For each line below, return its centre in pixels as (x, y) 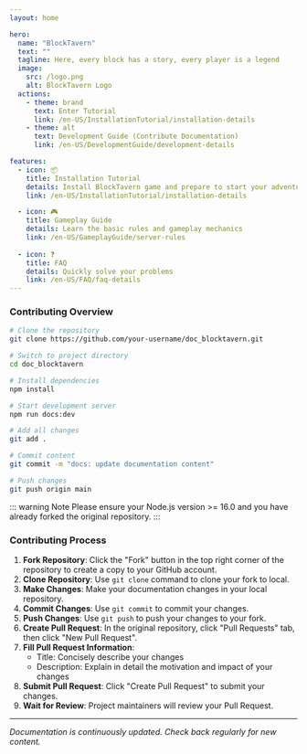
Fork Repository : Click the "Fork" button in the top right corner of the (153, 559)
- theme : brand (55, 102)
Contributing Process (58, 540)
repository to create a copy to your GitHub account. (120, 569)
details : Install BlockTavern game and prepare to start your (147, 187)
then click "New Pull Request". (80, 637)
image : (30, 69)
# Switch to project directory (69, 356)
